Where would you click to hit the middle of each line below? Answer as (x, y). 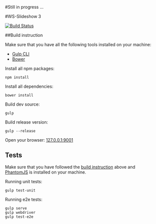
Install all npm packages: (30, 68)
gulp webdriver (20, 212)
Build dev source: (23, 104)
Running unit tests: (24, 181)
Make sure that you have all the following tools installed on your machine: (78, 45)
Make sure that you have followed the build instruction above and (70, 167)
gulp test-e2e (19, 217)
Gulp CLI (21, 54)
